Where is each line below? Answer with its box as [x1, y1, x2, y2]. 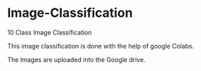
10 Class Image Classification [7, 28, 93, 37]
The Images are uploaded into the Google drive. [7, 55, 146, 64]
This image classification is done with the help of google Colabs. [7, 41, 195, 50]
